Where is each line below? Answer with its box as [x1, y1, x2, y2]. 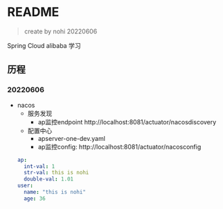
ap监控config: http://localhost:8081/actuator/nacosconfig [37, 142, 202, 151]
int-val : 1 [24, 162, 55, 170]
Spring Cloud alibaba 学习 [7, 41, 81, 49]
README [7, 4, 60, 20]
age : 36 [24, 195, 46, 202]
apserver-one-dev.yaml [37, 134, 106, 142]
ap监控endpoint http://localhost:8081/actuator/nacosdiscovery [37, 117, 217, 126]
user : [17, 182, 33, 190]
